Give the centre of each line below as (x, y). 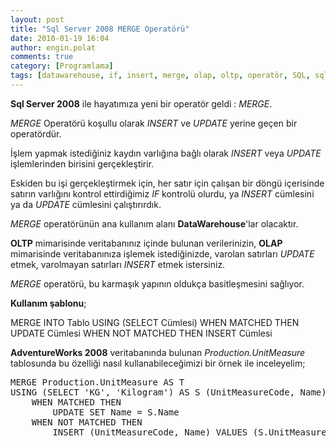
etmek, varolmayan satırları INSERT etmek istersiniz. (118, 264)
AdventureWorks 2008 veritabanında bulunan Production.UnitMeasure (158, 352)
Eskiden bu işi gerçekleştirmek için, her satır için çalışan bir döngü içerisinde (167, 183)
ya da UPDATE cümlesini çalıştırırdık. (86, 204)
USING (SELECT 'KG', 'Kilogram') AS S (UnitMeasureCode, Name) (168, 392)
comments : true (42, 57)
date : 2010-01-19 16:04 (60, 38)
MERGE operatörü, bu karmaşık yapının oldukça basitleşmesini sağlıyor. (157, 283)
